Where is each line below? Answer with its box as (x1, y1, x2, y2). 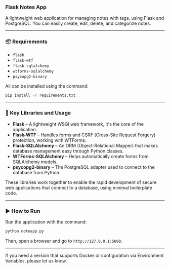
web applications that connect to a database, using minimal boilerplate (5, 184, 153, 190)
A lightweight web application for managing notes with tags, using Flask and (5, 15, 164, 21)
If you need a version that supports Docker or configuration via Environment (5, 252, 164, 258)
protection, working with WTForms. (12, 137, 87, 143)
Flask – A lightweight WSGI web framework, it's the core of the (12, 121, 144, 127)
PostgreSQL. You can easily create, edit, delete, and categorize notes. (5, 20, 151, 26)
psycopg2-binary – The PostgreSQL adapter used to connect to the (12, 164, 155, 170)
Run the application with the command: (5, 219, 87, 225)
